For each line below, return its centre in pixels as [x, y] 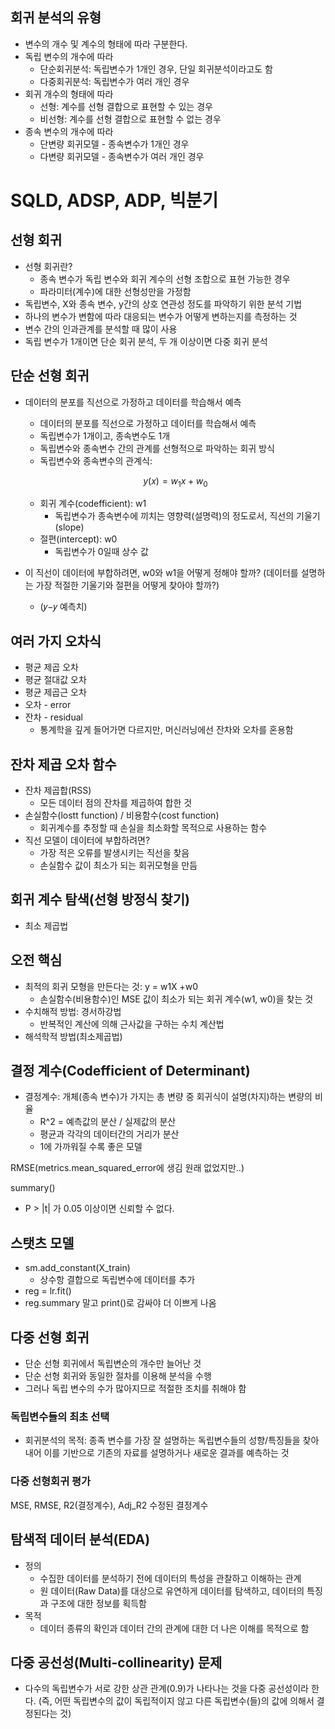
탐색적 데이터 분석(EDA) [80, 1539]
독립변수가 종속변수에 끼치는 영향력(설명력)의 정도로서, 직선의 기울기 [187, 516]
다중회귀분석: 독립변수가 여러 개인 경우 [114, 81]
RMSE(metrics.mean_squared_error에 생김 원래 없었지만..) [127, 1168]
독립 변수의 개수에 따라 [69, 56]
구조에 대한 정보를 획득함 [98, 1603]
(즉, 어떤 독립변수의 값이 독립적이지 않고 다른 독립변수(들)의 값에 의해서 [176, 1701]
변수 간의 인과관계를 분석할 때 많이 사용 [101, 329]
